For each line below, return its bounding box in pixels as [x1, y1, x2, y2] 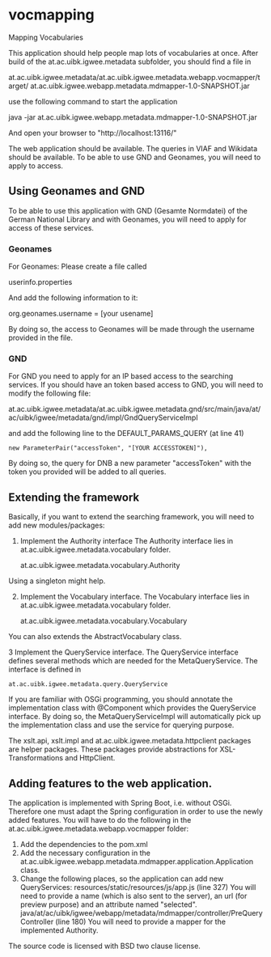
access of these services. [8, 222, 95, 232]
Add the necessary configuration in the [19, 848, 151, 857]
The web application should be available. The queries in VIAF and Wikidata [8, 143, 258, 153]
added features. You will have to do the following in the [8, 815, 192, 824]
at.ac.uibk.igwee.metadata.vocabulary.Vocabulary [19, 616, 188, 626]
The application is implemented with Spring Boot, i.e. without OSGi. [8, 798, 232, 807]
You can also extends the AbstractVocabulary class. [8, 632, 182, 642]
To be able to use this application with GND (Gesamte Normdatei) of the [8, 205, 248, 215]
